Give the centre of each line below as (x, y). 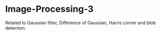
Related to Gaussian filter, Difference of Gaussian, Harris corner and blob (81, 23)
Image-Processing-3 (49, 9)
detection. (16, 28)
